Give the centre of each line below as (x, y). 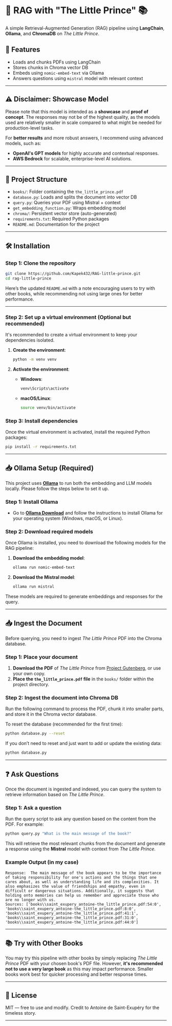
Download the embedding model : (49, 558)
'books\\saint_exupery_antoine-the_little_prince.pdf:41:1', (72, 913)
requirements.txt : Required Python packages (61, 219)
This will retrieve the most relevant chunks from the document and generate (85, 844)
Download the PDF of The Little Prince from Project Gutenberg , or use (87, 668)
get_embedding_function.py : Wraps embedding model (69, 208)
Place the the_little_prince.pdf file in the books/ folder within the (83, 679)
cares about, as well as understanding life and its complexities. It (82, 882)
